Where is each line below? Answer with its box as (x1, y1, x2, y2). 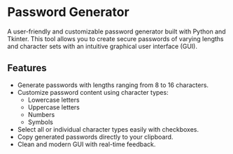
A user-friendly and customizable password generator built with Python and (7, 27, 226, 36)
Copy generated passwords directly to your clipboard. (17, 132, 174, 141)
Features (7, 62, 47, 74)
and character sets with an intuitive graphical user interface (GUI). (7, 42, 198, 50)
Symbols (27, 118, 54, 126)
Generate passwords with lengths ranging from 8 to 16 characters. (17, 81, 209, 89)
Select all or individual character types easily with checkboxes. (17, 125, 199, 133)
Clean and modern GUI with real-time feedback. (17, 140, 156, 148)
